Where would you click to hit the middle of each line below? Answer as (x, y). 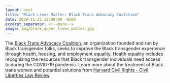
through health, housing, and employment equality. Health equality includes (84, 54)
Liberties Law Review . (28, 75)
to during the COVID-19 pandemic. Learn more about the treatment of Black (84, 65)
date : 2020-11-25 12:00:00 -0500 (41, 19)
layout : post (19, 10)
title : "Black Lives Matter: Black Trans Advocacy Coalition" (72, 15)
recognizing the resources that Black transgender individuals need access (83, 59)
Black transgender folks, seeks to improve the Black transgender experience (85, 49)
